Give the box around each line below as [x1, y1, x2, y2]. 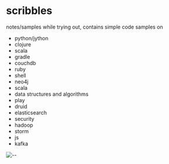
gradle [14, 53, 30, 60]
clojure [14, 41, 31, 48]
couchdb [14, 60, 36, 67]
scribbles [6, 4, 52, 18]
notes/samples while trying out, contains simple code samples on [6, 23, 163, 30]
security [14, 115, 35, 122]
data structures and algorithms [14, 90, 89, 97]
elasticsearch [14, 109, 47, 116]
